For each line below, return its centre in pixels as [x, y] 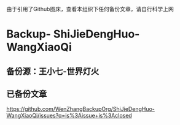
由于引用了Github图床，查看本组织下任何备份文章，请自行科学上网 [90, 9]
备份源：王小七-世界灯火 [53, 71]
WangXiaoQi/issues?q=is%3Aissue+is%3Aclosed [69, 116]
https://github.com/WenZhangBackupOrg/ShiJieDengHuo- [81, 109]
